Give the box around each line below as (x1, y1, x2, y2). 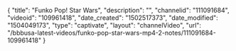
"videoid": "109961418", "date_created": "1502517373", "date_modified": (7, 13, 218, 22)
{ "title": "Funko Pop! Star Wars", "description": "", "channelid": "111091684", (7, 6, 230, 14)
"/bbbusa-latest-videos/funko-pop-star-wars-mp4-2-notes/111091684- (7, 28, 217, 37)
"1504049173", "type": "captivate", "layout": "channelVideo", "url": (7, 21, 201, 29)
